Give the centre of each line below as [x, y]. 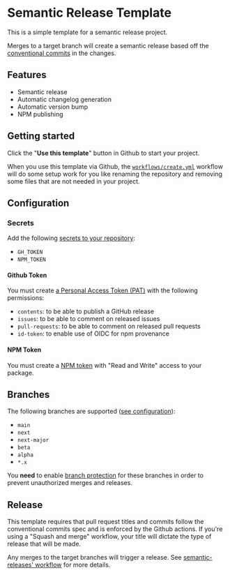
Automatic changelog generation [64, 99]
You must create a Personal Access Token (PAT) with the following [103, 290]
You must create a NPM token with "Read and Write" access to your [105, 365]
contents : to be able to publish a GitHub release [86, 311]
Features [27, 75]
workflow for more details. [72, 565]
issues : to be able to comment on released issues [89, 319]
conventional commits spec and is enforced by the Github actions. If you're [115, 529]
